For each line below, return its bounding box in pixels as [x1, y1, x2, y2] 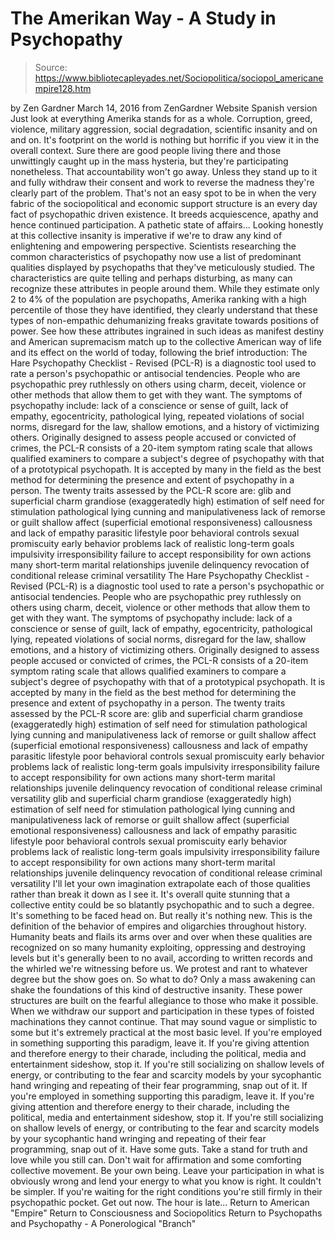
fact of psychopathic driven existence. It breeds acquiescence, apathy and [10, 208, 319, 220]
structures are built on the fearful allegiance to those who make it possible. [10, 994, 319, 1006]
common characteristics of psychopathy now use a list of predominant [10, 250, 302, 262]
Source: [34, 61, 68, 73]
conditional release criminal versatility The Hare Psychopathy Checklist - [10, 569, 310, 581]
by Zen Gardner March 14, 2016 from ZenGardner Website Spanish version [10, 102, 318, 114]
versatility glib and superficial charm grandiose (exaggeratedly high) [10, 792, 292, 804]
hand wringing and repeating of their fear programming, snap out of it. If [10, 1079, 308, 1091]
